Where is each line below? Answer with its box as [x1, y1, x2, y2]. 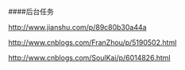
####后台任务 [8, 7, 54, 16]
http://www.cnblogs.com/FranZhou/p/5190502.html [8, 38, 177, 47]
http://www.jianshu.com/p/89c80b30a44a [8, 23, 147, 31]
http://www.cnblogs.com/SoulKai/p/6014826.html [8, 53, 171, 62]
